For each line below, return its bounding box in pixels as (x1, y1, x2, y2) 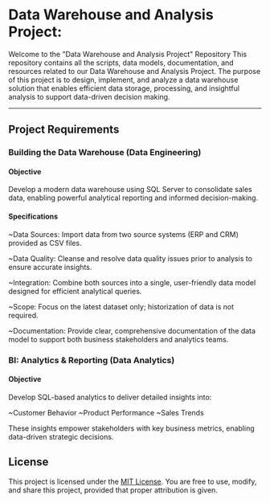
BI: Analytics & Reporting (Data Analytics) (8, 354, 175, 366)
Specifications (8, 211, 59, 222)
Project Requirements (8, 123, 120, 137)
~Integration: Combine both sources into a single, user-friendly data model (8, 277, 256, 287)
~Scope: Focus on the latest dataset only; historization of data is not (8, 301, 235, 311)
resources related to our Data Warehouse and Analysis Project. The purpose (8, 66, 261, 76)
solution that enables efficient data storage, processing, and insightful (8, 83, 239, 93)
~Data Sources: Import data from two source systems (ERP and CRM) (8, 229, 239, 239)
